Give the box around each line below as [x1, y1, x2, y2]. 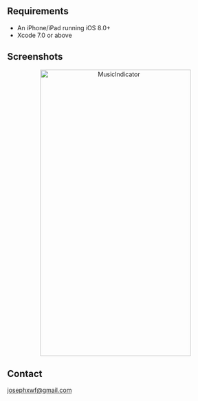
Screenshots [7, 51, 63, 62]
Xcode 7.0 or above [16, 31, 72, 39]
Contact [7, 368, 43, 380]
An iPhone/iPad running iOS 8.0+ [16, 23, 111, 32]
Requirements [7, 5, 69, 17]
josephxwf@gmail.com [7, 386, 72, 394]
